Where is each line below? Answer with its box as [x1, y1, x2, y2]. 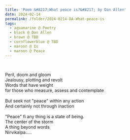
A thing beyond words [5, 124, 50, 130]
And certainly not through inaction [5, 103, 75, 109]
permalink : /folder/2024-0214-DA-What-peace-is [5, 16, 105, 21]
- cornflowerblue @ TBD [9, 39, 58, 44]
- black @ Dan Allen [9, 30, 52, 35]
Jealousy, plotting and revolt [5, 77, 63, 83]
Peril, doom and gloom [5, 71, 51, 77]
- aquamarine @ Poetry [9, 26, 56, 31]
